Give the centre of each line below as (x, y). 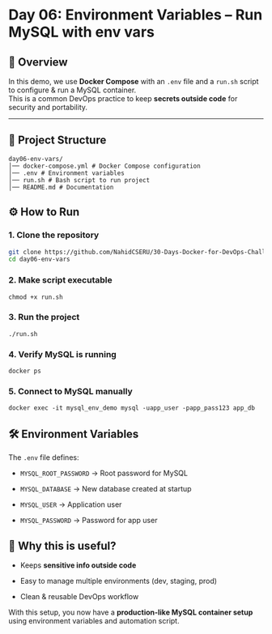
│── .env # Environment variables (67, 173)
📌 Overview (38, 62)
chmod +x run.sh (36, 297)
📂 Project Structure (57, 140)
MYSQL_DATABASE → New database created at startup (106, 489)
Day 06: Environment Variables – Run (136, 15)
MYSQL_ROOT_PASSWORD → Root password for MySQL (104, 473)
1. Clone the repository (54, 235)
